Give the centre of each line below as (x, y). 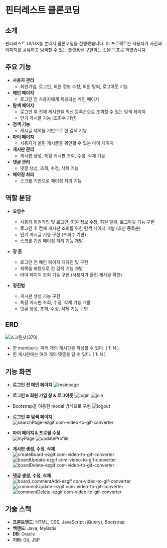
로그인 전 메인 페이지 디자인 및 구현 (54, 262)
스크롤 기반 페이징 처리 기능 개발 (51, 241)
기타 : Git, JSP (26, 540)
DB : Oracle (24, 534)
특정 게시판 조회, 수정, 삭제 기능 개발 (55, 302)
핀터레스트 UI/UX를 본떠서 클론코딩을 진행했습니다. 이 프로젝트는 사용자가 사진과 (83, 43)
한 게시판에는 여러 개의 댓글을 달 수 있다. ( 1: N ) (59, 354)
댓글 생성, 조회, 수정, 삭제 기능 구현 (54, 308)
